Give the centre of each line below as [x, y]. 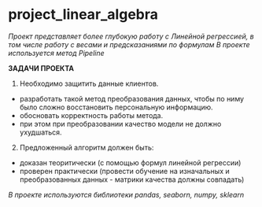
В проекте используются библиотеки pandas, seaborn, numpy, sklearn [126, 194]
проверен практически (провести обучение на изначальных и [124, 171]
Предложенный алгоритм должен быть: [87, 147]
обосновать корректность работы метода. [91, 115]
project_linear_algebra [83, 15]
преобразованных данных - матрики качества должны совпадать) [132, 179]
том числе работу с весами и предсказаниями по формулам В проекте [129, 44]
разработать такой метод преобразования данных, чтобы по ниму [132, 98]
